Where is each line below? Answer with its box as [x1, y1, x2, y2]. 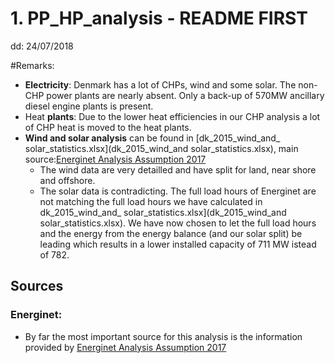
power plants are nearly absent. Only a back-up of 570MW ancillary [46, 89, 325, 101]
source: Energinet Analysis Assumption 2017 [24, 153, 207, 165]
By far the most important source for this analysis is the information [24, 330, 303, 342]
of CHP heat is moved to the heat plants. [24, 121, 192, 133]
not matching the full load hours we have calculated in [39, 195, 263, 207]
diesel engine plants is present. [24, 100, 154, 112]
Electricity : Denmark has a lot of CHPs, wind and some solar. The [24, 78, 297, 91]
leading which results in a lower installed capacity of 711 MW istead [39, 238, 317, 250]
